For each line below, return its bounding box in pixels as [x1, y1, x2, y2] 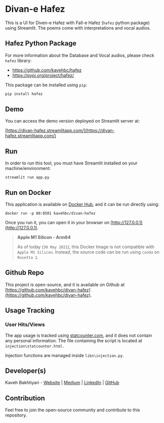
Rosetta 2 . [17, 255, 39, 260]
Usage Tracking [5, 306, 55, 315]
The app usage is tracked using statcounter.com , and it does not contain [5, 332, 152, 338]
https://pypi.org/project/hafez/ [12, 72, 74, 78]
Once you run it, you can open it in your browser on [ [5, 220, 112, 226]
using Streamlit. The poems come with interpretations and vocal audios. [5, 25, 151, 31]
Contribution [5, 394, 45, 402]
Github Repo [5, 268, 44, 277]
